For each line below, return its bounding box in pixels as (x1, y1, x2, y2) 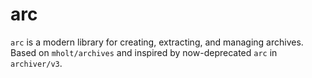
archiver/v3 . (10, 57, 63, 69)
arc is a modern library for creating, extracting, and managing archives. (10, 36, 304, 48)
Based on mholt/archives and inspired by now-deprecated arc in (10, 46, 278, 58)
